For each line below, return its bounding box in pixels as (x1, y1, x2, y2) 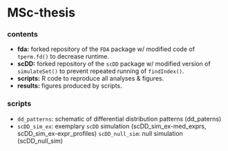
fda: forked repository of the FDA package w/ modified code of (17, 45, 196, 53)
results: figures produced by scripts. (17, 81, 122, 90)
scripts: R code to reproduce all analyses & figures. (17, 74, 164, 83)
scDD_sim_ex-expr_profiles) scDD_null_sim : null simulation (17, 129, 183, 137)
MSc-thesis (7, 5, 76, 21)
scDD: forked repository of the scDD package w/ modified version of (17, 60, 211, 68)
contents (7, 30, 38, 39)
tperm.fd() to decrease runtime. (17, 52, 109, 61)
